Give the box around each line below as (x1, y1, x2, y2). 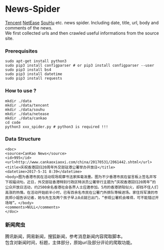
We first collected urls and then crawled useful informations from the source (5, 30, 159, 36)
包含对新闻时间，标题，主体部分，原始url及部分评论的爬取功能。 (5, 240, 135, 246)
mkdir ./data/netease (5, 111, 49, 116)
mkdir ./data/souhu (5, 107, 45, 112)
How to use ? (5, 87, 37, 94)
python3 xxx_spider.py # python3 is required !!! (5, 124, 109, 129)
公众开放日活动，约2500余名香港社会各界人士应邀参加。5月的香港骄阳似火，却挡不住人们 (5, 185, 158, 190)
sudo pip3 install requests (5, 76, 63, 81)
